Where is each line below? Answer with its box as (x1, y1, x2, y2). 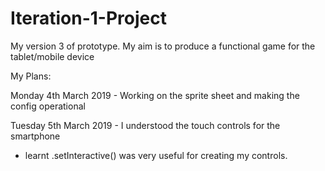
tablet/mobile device (10, 50, 95, 62)
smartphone (10, 130, 61, 142)
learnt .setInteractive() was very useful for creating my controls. (24, 149, 288, 161)
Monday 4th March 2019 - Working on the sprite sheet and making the (10, 89, 300, 101)
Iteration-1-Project (10, 7, 167, 30)
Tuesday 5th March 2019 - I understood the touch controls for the (10, 119, 281, 131)
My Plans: (10, 70, 52, 82)
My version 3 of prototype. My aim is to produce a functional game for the (10, 40, 316, 52)
